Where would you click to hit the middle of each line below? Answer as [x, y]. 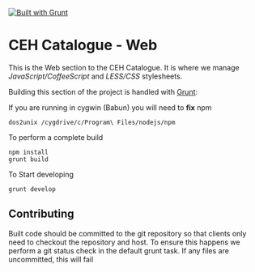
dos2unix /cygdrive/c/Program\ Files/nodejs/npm [92, 122]
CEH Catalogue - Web [83, 45]
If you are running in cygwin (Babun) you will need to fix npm [110, 107]
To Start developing [41, 174]
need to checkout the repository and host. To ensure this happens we [124, 242]
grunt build [28, 159]
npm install [28, 152]
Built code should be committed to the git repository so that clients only [127, 233]
